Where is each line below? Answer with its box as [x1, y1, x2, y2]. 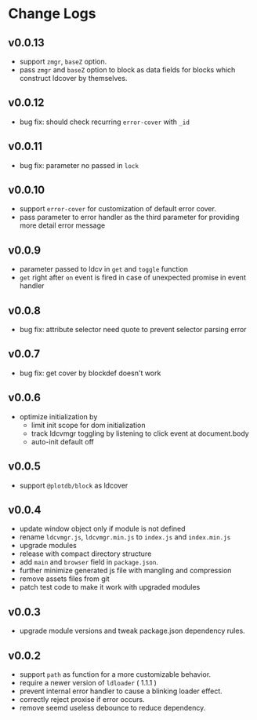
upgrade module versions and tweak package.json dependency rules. [19, 626, 245, 636]
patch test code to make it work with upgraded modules [19, 583, 201, 592]
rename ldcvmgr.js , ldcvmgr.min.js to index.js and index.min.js [19, 532, 231, 542]
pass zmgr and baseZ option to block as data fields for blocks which [19, 65, 236, 75]
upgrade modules [19, 541, 77, 550]
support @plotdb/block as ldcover [19, 481, 128, 490]
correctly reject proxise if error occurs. [19, 694, 145, 704]
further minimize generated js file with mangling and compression [19, 566, 232, 576]
